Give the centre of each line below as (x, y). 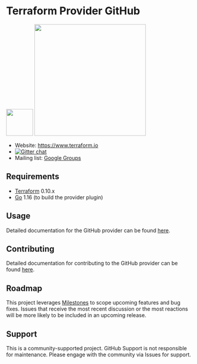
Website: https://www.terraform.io (56, 145)
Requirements (33, 177)
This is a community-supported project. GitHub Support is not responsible (96, 348)
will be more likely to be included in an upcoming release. (76, 315)
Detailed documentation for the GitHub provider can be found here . (88, 230)
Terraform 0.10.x (35, 191)
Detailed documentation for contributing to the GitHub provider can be (92, 263)
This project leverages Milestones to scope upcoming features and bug (93, 303)
